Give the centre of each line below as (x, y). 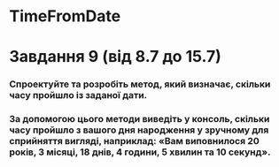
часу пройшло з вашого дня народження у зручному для (139, 130)
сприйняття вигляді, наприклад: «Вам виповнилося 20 (134, 141)
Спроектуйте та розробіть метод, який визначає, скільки (140, 84)
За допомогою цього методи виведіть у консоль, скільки (139, 119)
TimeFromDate (65, 16)
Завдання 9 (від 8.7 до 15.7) (115, 57)
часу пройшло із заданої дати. (78, 95)
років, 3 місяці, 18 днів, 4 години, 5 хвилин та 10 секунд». (140, 152)
